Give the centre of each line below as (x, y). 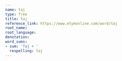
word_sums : (16, 42)
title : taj (16, 19)
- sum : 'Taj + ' (22, 46)
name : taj (15, 10)
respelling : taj (26, 51)
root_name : (16, 28)
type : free (16, 14)
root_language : (21, 32)
